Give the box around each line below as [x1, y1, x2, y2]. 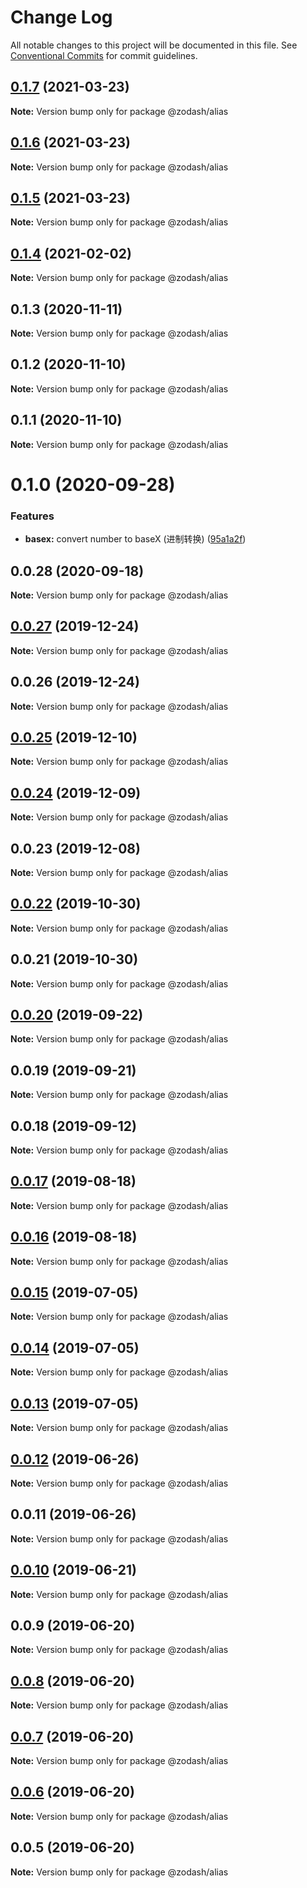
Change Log [10, 6, 113, 29]
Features [10, 509, 55, 523]
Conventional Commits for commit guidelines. [10, 49, 198, 61]
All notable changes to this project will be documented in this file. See [10, 39, 298, 51]
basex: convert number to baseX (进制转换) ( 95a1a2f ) [24, 533, 247, 545]
